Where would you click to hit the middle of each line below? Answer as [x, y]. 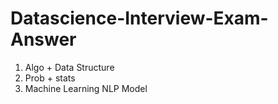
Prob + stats [50, 78]
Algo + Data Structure [69, 67]
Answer [43, 39]
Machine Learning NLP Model [86, 88]
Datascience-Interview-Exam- [139, 18]
